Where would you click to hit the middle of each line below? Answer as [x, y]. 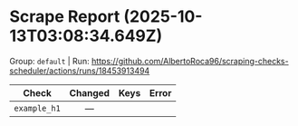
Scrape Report [65, 17]
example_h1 [37, 108]
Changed [90, 92]
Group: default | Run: [49, 61]
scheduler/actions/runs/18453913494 [80, 71]
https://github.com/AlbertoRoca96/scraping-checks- [190, 61]
